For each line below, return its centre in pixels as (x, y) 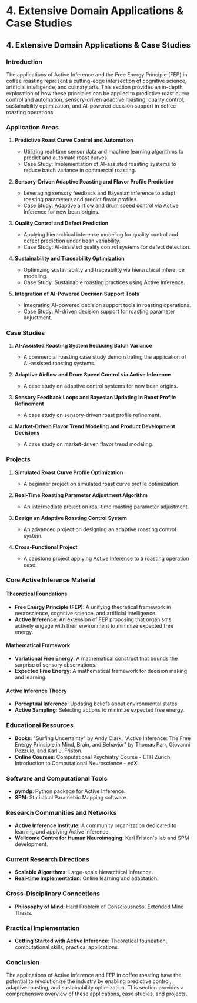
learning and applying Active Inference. (62, 832)
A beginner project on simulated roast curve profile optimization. (101, 484)
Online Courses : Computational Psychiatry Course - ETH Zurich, (93, 757)
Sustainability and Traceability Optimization (69, 259)
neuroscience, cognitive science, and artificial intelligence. (86, 613)
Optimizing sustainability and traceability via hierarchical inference (104, 270)
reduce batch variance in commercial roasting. (80, 170)
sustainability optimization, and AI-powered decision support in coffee (91, 106)
